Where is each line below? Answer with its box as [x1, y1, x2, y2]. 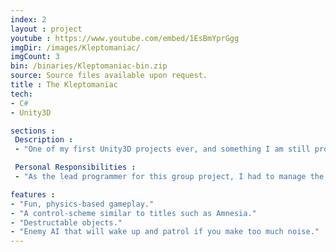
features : [10, 189, 56, 200]
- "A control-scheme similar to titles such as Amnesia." [10, 208, 257, 218]
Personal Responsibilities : [14, 162, 137, 173]
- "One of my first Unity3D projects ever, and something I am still [14, 144, 311, 155]
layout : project [10, 24, 83, 34]
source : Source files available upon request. [10, 71, 208, 81]
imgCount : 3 [10, 52, 60, 62]
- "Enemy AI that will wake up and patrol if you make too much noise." [10, 227, 320, 237]
